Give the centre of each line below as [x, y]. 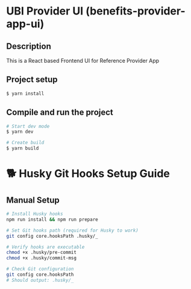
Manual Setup [33, 200]
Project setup [32, 80]
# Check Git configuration [40, 269]
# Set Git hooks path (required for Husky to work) [72, 230]
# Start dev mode [28, 126]
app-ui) [25, 24]
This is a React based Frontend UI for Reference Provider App [83, 61]
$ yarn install [25, 94]
